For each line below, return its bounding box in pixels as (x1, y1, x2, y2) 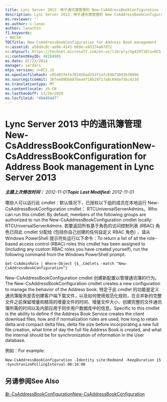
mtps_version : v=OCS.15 (5, 68, 55, 73)
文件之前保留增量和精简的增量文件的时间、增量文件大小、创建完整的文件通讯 (5, 299, 162, 305)
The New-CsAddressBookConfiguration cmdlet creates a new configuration (5, 281, 161, 287)
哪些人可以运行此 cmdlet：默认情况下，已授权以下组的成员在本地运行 (5, 200, 147, 206)
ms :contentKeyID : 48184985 (5, 53, 61, 59)
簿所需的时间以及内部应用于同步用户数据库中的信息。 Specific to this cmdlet (5, 305, 160, 311)
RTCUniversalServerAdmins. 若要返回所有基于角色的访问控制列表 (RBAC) (5, 223, 155, 229)
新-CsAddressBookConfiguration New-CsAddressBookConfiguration (5, 391, 145, 397)
